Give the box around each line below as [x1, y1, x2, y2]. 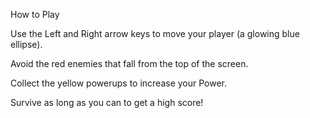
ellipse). [10, 39, 43, 50]
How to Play [10, 9, 60, 20]
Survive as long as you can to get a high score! [10, 97, 204, 108]
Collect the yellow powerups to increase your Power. [10, 77, 228, 89]
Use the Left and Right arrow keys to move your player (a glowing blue [10, 28, 300, 39]
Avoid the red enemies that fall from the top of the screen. [10, 58, 249, 69]
